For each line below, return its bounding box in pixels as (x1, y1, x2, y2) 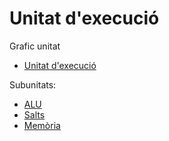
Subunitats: (9, 78, 57, 91)
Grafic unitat (9, 40, 61, 52)
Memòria (23, 119, 61, 131)
